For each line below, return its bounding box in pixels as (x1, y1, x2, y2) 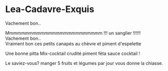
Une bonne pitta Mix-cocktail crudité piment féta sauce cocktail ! (5, 50, 141, 56)
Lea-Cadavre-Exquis (5, 4, 95, 15)
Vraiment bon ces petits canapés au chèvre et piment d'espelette (5, 40, 142, 46)
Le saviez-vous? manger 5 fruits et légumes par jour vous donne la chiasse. (5, 60, 163, 66)
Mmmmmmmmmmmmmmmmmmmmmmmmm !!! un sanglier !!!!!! (5, 30, 141, 36)
